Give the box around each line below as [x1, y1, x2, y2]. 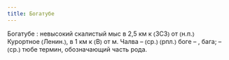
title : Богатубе [7, 10, 55, 17]
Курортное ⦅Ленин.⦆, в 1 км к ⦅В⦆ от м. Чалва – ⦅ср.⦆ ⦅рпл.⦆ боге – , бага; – [7, 37, 222, 45]
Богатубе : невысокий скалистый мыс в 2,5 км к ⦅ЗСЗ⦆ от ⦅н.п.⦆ [7, 29, 195, 38]
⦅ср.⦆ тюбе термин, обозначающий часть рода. [7, 45, 148, 53]
